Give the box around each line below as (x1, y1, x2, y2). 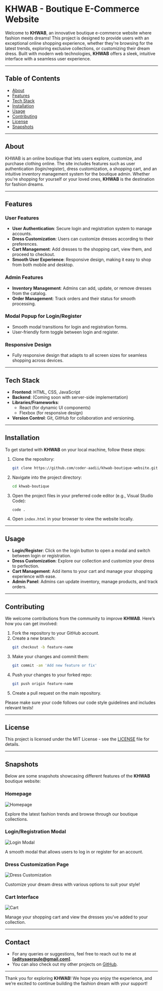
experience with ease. (12, 574, 57, 580)
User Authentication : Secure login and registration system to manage (12, 226, 152, 232)
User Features (5, 214, 39, 221)
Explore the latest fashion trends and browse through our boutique (5, 811, 138, 817)
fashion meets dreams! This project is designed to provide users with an (5, 35, 149, 41)
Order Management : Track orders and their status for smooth (12, 295, 136, 301)
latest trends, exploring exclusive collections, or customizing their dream (5, 45, 150, 51)
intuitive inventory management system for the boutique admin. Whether (5, 171, 150, 176)
